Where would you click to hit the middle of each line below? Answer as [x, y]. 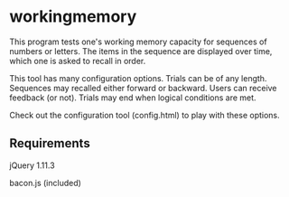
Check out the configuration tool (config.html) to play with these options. [144, 115]
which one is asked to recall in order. [78, 61]
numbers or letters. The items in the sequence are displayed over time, [141, 51]
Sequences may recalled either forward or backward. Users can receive [143, 88]
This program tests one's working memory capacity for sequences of [139, 42]
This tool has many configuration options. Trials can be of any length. [138, 78]
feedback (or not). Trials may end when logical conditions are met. [133, 98]
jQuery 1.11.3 [33, 165]
